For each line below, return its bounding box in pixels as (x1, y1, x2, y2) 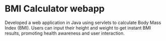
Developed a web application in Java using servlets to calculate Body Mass (5, 19, 161, 25)
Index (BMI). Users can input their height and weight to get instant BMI (5, 24, 151, 30)
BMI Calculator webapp (5, 3, 105, 14)
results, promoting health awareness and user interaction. (5, 30, 125, 36)
